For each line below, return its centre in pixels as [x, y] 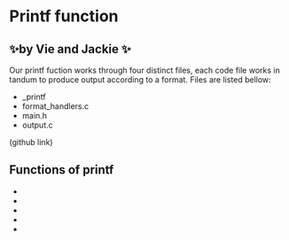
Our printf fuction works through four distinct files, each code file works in [145, 70]
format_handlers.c [55, 106]
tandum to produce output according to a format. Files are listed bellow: [141, 80]
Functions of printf [62, 170]
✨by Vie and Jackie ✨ [70, 49]
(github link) [31, 142]
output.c [37, 125]
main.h [34, 116]
